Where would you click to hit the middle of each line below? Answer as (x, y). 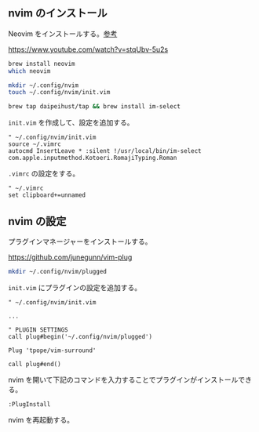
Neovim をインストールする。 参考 (63, 34)
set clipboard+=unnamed (47, 195)
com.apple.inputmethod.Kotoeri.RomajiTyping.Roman (93, 158)
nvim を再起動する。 (41, 419)
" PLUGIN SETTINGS (38, 330)
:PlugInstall (29, 404)
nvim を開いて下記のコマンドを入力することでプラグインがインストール (123, 379)
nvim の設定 (37, 221)
